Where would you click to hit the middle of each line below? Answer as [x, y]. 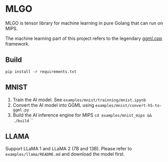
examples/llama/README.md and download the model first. [65, 154]
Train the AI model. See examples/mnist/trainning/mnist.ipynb [79, 100]
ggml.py [21, 110]
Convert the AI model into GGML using [54, 105]
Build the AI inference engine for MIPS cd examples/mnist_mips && [82, 115]
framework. [17, 43]
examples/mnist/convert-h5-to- [129, 105]
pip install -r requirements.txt [41, 72]
